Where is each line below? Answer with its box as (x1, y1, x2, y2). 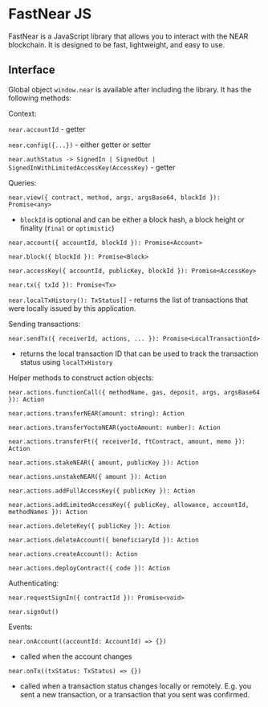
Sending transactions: (8, 319, 81, 329)
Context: (8, 108, 37, 118)
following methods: (8, 93, 72, 103)
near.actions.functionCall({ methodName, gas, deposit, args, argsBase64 (8, 388, 261, 396)
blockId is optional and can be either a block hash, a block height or (19, 215, 245, 224)
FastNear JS (8, 5, 92, 23)
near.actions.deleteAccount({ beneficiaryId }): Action (8, 536, 199, 544)
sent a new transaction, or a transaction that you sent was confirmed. (19, 689, 250, 699)
